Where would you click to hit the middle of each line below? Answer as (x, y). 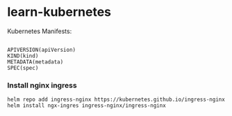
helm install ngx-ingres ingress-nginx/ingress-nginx (87, 106)
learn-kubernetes (59, 12)
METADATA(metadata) (35, 62)
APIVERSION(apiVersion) (42, 50)
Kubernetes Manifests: (40, 31)
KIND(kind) (23, 56)
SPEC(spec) (23, 68)
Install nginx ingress (42, 85)
